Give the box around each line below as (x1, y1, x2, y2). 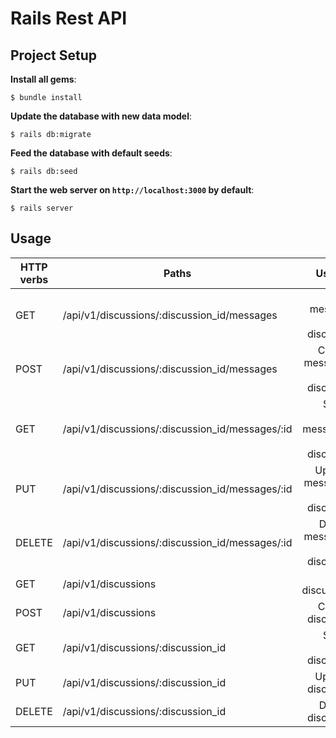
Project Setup (10, 47, 98, 64)
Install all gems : (10, 73, 77, 85)
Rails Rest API (10, 7, 128, 30)
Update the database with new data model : (10, 110, 192, 122)
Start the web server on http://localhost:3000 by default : (10, 184, 255, 196)
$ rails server (10, 203, 74, 213)
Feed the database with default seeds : (10, 147, 173, 159)
